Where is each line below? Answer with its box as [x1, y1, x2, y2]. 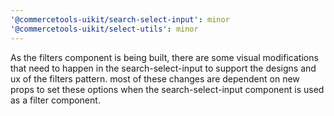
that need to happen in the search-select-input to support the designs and [10, 62, 317, 74]
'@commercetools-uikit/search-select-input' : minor [10, 14, 230, 25]
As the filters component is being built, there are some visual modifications [10, 51, 319, 63]
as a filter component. [10, 94, 101, 106]
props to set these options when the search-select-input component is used [10, 83, 325, 95]
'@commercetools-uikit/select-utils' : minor [10, 24, 199, 34]
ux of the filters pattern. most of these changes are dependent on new [10, 72, 300, 85]
